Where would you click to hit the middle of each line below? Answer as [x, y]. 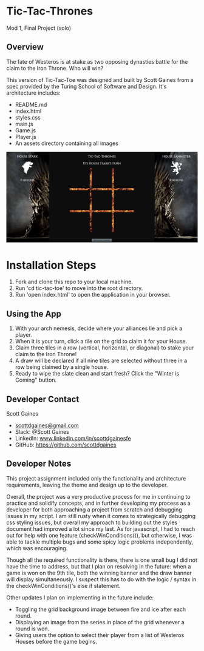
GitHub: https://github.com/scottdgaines [66, 445]
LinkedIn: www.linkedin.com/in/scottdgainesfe [73, 438]
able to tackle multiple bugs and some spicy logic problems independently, [100, 542]
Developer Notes [39, 464]
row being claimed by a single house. [62, 367]
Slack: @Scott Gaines [42, 432]
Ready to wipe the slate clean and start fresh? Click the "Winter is [97, 374]
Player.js [25, 137]
